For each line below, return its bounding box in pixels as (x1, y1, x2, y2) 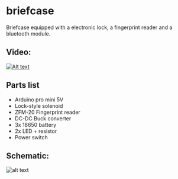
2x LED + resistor (14, 127, 57, 135)
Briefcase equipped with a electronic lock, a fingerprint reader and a (6, 24, 173, 31)
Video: (6, 47, 31, 57)
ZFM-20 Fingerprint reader (14, 108, 81, 116)
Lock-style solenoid (14, 102, 63, 109)
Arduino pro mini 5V (14, 96, 64, 103)
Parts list (6, 80, 40, 90)
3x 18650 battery (14, 121, 57, 128)
